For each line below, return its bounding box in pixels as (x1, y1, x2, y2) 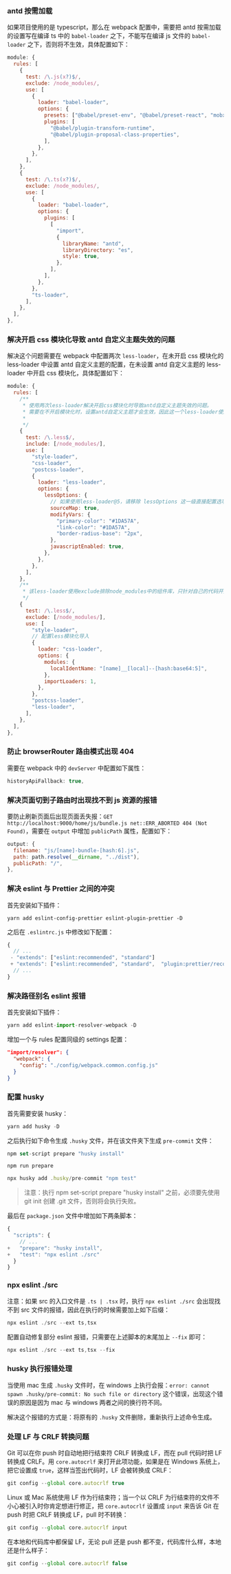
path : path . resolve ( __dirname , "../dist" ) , (13, 854, 140, 860)
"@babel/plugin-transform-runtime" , (50, 124, 155, 132)
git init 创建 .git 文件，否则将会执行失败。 (23, 1197, 140, 1206)
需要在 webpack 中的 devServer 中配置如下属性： (7, 764, 146, 772)
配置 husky (7, 1092, 45, 1102)
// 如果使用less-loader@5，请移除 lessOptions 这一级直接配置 (50, 498, 217, 505)
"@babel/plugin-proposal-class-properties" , (50, 131, 180, 138)
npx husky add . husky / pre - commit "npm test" (7, 1175, 137, 1182)
